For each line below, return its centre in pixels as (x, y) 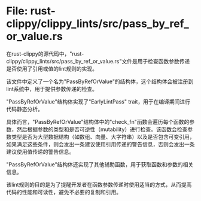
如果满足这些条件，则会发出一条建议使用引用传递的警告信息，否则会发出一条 (100, 144)
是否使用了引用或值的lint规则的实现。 (52, 68)
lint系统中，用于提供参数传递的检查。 (52, 89)
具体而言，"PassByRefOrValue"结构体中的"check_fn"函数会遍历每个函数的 (98, 121)
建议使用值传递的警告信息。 (40, 151)
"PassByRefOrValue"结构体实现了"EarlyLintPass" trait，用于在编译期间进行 (98, 101)
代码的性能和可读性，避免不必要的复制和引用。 (64, 192)
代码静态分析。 (25, 109)
